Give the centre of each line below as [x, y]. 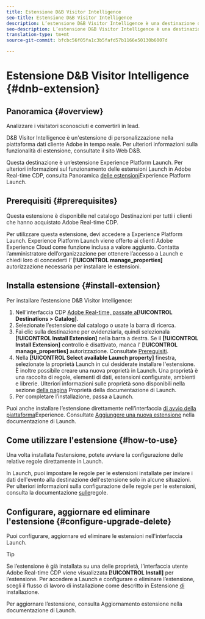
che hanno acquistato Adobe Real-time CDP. [63, 222]
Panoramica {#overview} [55, 111]
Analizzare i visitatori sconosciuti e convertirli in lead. [73, 126]
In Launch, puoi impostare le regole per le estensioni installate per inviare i [100, 473]
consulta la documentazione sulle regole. [57, 493]
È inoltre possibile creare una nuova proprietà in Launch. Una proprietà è [106, 370]
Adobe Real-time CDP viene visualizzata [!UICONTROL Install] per [90, 573]
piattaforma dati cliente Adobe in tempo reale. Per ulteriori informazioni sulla [102, 144]
